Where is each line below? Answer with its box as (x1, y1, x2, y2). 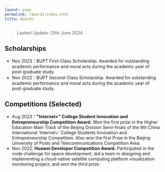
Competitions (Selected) (4, 100, 82, 108)
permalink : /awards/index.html (4, 12, 69, 17)
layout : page (4, 7, 32, 12)
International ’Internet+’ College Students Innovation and (11, 129, 127, 135)
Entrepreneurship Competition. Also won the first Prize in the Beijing (11, 135, 151, 141)
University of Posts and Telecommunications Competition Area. (11, 140, 141, 146)
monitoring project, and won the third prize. (11, 161, 100, 167)
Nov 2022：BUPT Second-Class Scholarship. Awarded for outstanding (11, 75, 156, 81)
